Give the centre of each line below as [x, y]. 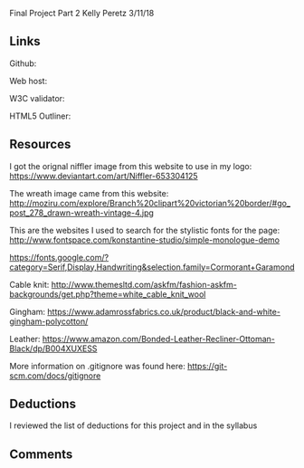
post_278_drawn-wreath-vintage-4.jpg [81, 213]
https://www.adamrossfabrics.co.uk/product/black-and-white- [164, 311]
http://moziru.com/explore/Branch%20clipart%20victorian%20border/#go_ [150, 203]
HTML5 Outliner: [40, 116]
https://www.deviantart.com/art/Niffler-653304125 [104, 176]
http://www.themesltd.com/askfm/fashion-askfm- [144, 284]
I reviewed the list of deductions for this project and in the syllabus [133, 425]
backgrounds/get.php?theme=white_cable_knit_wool [108, 294]
